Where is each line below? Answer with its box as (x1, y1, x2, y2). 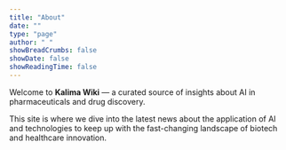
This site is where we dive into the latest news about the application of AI (9, 113, 277, 124)
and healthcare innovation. (9, 132, 107, 143)
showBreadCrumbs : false (9, 46, 98, 55)
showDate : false (9, 54, 69, 63)
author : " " (9, 37, 53, 47)
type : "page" (9, 29, 58, 38)
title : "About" (9, 12, 66, 22)
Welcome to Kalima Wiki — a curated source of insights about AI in (9, 86, 256, 98)
